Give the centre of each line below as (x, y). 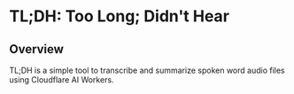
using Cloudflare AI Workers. (62, 80)
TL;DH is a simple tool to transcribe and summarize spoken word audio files (147, 70)
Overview (37, 49)
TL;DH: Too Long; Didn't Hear (120, 16)
